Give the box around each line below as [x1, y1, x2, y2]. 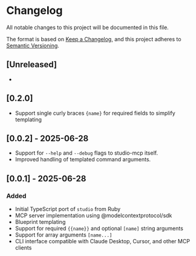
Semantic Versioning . [6, 42, 59, 49]
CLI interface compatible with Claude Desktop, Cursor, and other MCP [15, 238, 191, 245]
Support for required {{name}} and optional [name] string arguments [15, 225, 183, 232]
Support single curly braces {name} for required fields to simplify [15, 109, 175, 116]
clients [15, 244, 32, 252]
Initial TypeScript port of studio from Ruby [15, 206, 121, 213]
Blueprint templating [15, 218, 66, 226]
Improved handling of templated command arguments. [15, 156, 151, 163]
